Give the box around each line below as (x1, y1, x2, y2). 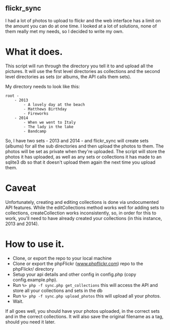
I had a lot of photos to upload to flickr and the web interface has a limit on (5, 17, 161, 23)
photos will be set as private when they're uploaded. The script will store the (5, 148, 165, 154)
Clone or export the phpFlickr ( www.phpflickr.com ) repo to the (12, 261, 144, 267)
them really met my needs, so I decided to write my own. (5, 28, 124, 34)
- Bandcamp (23, 129, 47, 134)
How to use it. (5, 238, 64, 250)
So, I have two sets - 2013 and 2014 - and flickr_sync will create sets (5, 137, 149, 143)
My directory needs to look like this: (5, 83, 80, 89)
